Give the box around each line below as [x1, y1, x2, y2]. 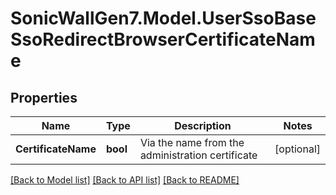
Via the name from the [139, 136, 245, 149]
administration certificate [139, 148, 258, 162]
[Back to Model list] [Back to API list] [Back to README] [10, 174, 240, 186]
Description [174, 119, 232, 132]
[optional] [274, 142, 321, 156]
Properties [10, 89, 78, 106]
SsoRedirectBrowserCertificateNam [10, 28, 316, 51]
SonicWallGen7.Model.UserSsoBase [10, 7, 317, 30]
